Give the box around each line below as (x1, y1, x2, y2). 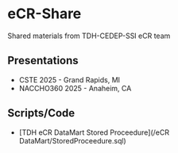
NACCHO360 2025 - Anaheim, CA (18, 83, 132, 93)
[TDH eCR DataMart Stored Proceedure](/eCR (18, 128, 170, 137)
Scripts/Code (7, 106, 75, 120)
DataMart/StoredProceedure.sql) (18, 136, 126, 145)
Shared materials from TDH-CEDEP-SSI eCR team (7, 31, 171, 40)
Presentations (7, 54, 79, 67)
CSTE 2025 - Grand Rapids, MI (18, 75, 121, 84)
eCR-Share (7, 5, 82, 23)
